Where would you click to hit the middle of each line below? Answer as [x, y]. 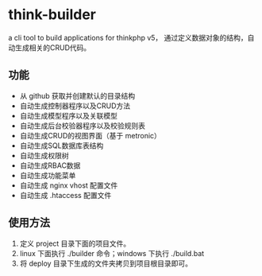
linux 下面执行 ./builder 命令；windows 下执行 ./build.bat [112, 253]
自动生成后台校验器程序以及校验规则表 [82, 126]
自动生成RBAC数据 [50, 165]
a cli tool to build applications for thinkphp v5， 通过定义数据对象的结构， [128, 37]
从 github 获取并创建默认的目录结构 [77, 95]
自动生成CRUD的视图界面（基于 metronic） [90, 135]
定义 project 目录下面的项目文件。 [75, 243]
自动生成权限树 [44, 155]
